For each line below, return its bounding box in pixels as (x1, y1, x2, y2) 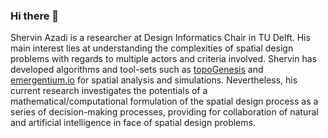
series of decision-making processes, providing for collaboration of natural (10, 106, 319, 118)
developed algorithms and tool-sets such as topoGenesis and (10, 64, 264, 76)
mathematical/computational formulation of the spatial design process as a (10, 95, 319, 108)
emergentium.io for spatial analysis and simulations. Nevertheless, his (10, 74, 298, 86)
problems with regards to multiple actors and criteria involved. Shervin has (10, 53, 317, 65)
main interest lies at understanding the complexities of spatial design (10, 42, 294, 54)
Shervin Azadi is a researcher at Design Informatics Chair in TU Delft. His (10, 32, 311, 44)
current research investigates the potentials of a (10, 85, 208, 97)
